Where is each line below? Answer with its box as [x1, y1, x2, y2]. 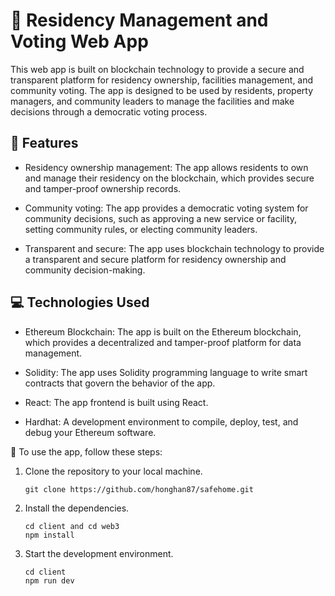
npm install [24, 530, 75, 540]
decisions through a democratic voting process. [10, 105, 208, 118]
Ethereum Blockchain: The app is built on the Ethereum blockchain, [24, 325, 302, 338]
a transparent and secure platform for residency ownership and [24, 253, 287, 265]
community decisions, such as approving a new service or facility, [24, 212, 298, 224]
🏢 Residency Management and [10, 9, 269, 32]
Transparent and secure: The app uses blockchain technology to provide [24, 242, 325, 254]
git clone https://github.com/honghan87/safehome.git [24, 484, 254, 494]
